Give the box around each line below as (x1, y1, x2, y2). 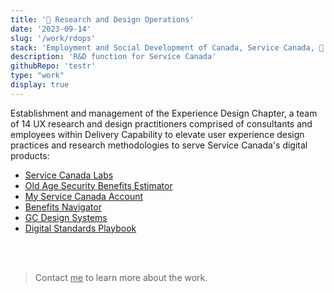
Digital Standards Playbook (24, 222, 137, 234)
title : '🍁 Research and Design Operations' (10, 14, 195, 25)
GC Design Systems (24, 211, 108, 223)
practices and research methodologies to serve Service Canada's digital (10, 139, 308, 151)
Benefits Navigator (24, 201, 102, 213)
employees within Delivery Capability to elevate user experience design (10, 128, 305, 140)
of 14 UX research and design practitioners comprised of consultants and (10, 117, 313, 130)
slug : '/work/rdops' (10, 33, 97, 43)
